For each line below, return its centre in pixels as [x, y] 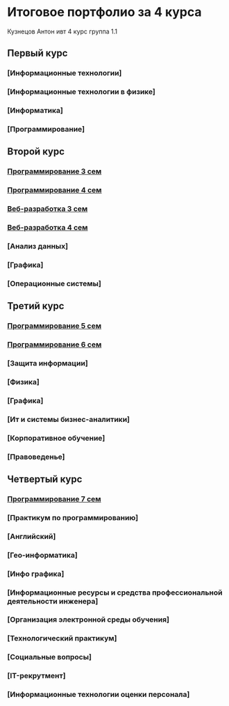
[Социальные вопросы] [50, 657]
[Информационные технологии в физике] [82, 92]
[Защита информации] [48, 363]
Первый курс [37, 53]
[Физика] [23, 382]
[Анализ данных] [37, 246]
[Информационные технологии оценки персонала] [99, 695]
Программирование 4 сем [54, 190]
